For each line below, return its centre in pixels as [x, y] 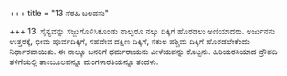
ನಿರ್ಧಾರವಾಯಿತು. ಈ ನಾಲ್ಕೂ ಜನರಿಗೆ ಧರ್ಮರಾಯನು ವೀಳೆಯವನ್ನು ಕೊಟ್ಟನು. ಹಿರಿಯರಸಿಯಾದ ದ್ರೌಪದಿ [143, 52]
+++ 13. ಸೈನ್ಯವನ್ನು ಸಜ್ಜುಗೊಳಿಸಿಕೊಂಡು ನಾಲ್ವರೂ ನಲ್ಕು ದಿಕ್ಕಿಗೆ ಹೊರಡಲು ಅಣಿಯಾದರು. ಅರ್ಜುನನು [143, 31]
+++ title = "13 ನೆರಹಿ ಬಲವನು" [59, 13]
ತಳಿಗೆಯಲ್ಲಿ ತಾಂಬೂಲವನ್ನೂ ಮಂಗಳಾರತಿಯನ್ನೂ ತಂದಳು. [84, 62]
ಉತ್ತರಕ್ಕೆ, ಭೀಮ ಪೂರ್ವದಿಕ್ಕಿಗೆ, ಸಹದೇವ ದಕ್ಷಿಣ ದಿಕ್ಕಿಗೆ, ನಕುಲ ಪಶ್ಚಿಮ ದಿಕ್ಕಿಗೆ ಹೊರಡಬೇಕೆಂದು [130, 41]
